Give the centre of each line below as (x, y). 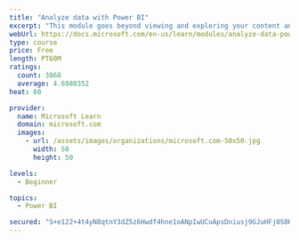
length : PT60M (36, 59)
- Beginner (37, 182)
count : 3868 (40, 76)
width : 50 (51, 149)
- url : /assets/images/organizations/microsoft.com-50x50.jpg (143, 141)
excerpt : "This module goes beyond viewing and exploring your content (145, 26)
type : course (33, 42)
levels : (24, 173)
